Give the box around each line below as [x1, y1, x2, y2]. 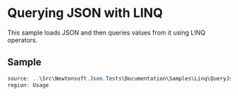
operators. [7, 35, 38, 44]
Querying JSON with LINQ [7, 5, 163, 21]
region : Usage [7, 81, 50, 89]
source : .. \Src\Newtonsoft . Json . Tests [7, 75, 122, 82]
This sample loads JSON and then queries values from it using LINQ [7, 28, 205, 37]
